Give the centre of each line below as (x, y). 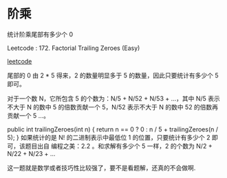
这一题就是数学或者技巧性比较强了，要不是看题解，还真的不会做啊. (101, 168)
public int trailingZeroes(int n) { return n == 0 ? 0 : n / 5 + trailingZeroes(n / (113, 129)
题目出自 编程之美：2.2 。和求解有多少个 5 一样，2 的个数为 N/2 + (119, 146)
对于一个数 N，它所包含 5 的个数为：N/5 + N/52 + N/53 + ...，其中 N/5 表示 (113, 98)
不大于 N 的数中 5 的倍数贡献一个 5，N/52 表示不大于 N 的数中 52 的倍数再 (113, 107)
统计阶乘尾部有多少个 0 (40, 34)
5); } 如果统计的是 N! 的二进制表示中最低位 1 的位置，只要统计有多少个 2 (109, 137)
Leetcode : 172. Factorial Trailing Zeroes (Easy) (74, 48)
